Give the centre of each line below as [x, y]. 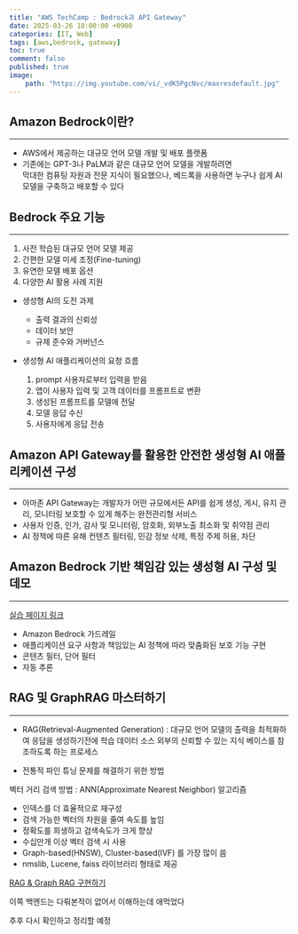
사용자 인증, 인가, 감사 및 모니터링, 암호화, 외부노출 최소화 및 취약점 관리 [146, 525]
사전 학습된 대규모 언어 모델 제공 [78, 249]
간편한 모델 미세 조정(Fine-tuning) [82, 259]
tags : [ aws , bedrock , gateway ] [65, 42]
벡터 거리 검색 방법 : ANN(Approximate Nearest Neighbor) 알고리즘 [128, 789]
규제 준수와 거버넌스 [70, 342]
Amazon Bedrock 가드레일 [69, 634]
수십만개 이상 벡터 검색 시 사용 [74, 842]
